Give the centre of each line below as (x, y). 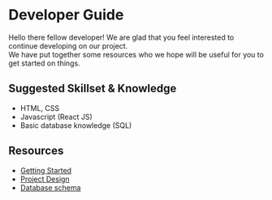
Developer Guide (66, 15)
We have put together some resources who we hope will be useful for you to (136, 54)
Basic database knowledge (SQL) (76, 125)
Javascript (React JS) (56, 117)
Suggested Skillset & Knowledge (93, 89)
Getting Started (45, 170)
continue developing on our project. (68, 45)
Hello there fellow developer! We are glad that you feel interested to (121, 37)
